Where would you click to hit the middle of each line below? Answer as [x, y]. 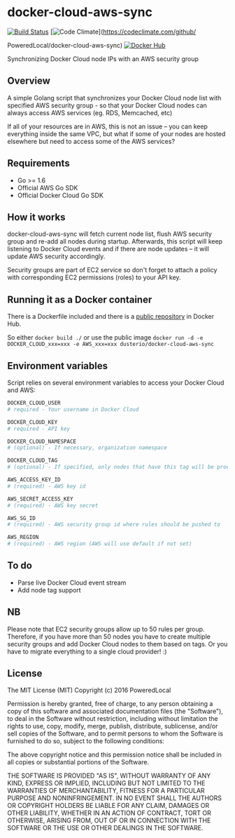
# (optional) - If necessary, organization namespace [87, 448]
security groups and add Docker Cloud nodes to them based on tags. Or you [117, 644]
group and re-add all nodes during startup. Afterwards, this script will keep [115, 241]
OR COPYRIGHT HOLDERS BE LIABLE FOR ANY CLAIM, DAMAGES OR [108, 806]
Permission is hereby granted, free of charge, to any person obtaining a [110, 704]
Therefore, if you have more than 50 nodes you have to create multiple [109, 637]
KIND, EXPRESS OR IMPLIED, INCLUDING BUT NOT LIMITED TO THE [106, 783]
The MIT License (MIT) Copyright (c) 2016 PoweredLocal [89, 690]
